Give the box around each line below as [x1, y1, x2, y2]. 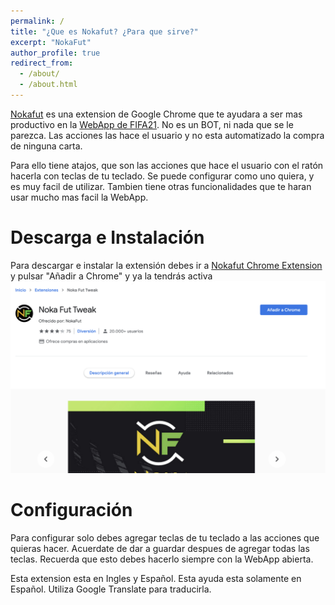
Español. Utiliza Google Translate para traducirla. [10, 583, 212, 595]
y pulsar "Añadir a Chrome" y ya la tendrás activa [10, 270, 213, 282]
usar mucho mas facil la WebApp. [10, 191, 149, 203]
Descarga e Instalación [10, 226, 205, 249]
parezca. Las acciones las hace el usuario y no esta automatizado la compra [10, 129, 325, 141]
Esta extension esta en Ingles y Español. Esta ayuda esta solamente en [10, 572, 302, 584]
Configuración [10, 499, 133, 522]
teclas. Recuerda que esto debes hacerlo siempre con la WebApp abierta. [10, 553, 314, 565]
